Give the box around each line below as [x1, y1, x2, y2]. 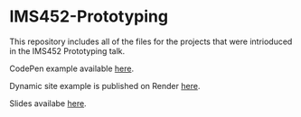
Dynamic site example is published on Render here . [9, 80, 201, 91]
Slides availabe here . [9, 97, 88, 109]
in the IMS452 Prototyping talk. [9, 45, 126, 56]
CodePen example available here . [9, 63, 134, 74]
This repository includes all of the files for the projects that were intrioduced [9, 36, 293, 47]
